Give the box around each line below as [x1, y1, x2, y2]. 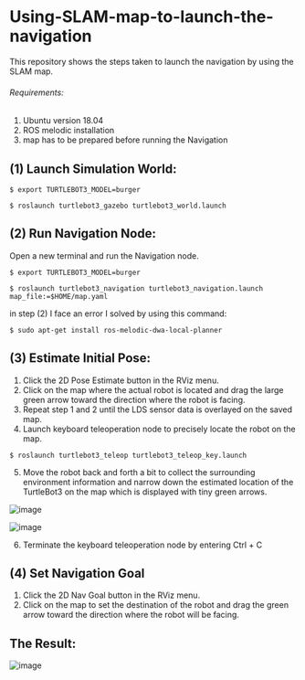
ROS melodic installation [22, 125, 115, 136]
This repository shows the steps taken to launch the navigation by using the [9, 56, 294, 67]
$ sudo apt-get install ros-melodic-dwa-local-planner [9, 325, 223, 335]
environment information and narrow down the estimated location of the [22, 476, 294, 487]
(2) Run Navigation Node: [9, 226, 157, 241]
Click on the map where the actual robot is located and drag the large [22, 384, 284, 395]
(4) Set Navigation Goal [9, 565, 145, 581]
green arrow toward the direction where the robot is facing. [22, 394, 246, 405]
